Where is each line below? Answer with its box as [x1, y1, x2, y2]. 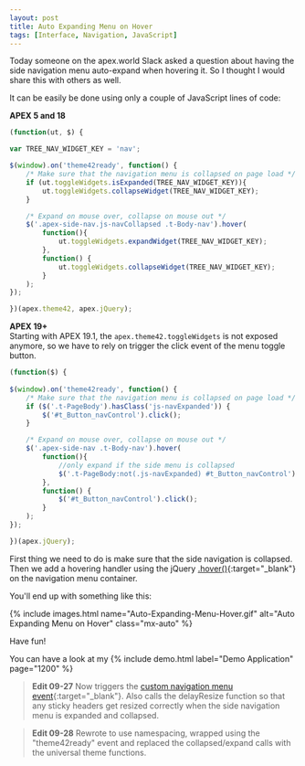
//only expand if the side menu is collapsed [58, 461, 235, 470]
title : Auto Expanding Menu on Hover [9, 22, 153, 31]
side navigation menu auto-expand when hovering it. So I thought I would [9, 65, 286, 76]
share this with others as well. [9, 75, 121, 86]
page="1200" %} [9, 663, 74, 674]
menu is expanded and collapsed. [31, 709, 160, 720]
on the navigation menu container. [9, 572, 139, 583]
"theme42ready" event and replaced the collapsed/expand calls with [31, 737, 291, 748]
